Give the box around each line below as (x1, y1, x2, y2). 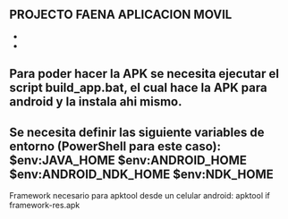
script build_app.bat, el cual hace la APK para (9, 80, 267, 96)
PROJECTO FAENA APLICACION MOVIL (9, 7, 233, 22)
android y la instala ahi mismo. (9, 94, 182, 110)
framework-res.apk (9, 200, 80, 211)
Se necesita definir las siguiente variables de (9, 124, 266, 139)
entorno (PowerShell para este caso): (9, 139, 222, 154)
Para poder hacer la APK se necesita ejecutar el (9, 66, 280, 81)
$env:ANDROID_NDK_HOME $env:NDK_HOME (9, 166, 275, 181)
